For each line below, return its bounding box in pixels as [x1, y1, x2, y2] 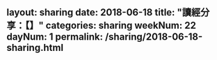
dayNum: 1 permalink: [6, 31, 104, 43]
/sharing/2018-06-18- [104, 31, 203, 43]
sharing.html [6, 42, 64, 54]
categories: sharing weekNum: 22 [45, 20, 196, 31]
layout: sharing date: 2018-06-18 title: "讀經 [6, 6, 201, 19]
